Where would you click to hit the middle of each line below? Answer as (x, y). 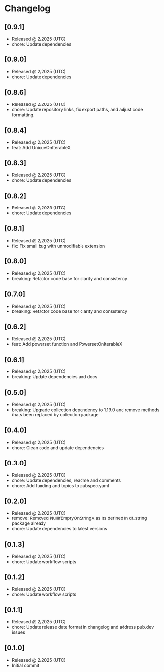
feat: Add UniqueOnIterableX (41, 148)
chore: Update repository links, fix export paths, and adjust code (77, 109)
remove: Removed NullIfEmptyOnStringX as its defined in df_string (79, 518)
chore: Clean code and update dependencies (58, 447)
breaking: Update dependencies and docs (55, 377)
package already (29, 523)
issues (18, 632)
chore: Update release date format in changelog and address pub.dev (83, 627)
